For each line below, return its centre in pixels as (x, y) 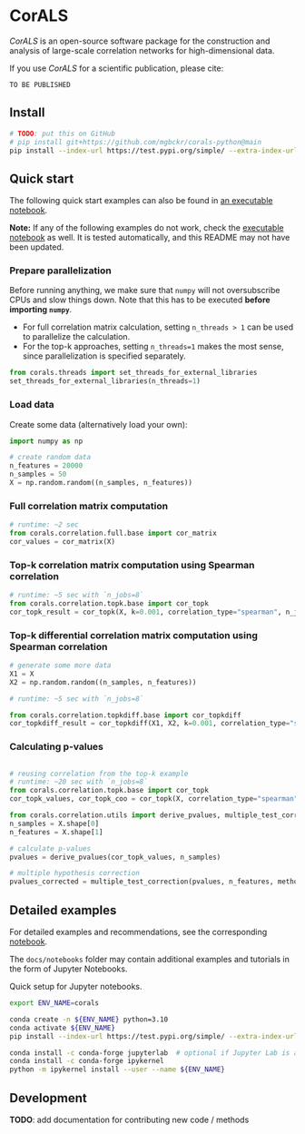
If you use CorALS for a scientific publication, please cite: (117, 68)
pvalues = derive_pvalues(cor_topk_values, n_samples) (115, 857)
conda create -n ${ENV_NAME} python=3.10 (89, 1019)
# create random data (50, 458)
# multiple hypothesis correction (75, 873)
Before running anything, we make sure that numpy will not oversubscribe (145, 291)
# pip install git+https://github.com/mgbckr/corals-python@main (135, 142)
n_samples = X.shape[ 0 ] (54, 823)
